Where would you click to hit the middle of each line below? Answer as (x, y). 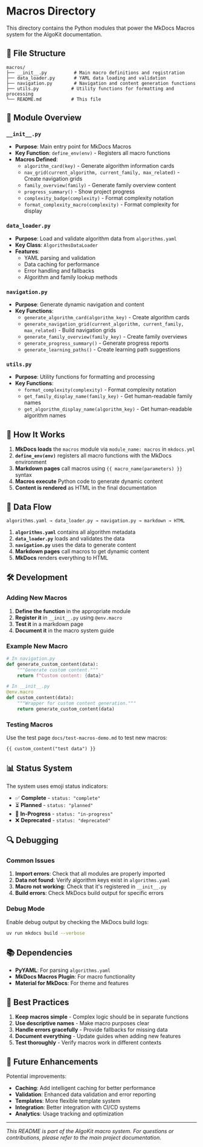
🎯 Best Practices (38, 1002)
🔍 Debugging (32, 840)
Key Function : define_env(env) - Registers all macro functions (92, 153)
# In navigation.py (31, 659)
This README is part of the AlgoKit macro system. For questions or (90, 1131)
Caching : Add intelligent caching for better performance (85, 1088)
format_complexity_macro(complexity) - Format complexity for (101, 205)
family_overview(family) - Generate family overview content (100, 185)
